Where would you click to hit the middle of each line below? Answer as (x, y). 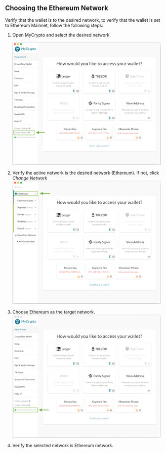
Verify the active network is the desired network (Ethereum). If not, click (85, 173)
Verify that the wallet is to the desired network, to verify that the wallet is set (83, 20)
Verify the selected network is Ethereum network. (63, 446)
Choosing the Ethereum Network (57, 8)
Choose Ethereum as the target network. (54, 312)
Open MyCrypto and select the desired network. (62, 35)
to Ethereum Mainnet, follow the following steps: (54, 25)
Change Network (30, 178)
